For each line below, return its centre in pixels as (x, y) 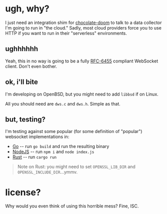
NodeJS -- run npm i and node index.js (53, 152)
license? (23, 192)
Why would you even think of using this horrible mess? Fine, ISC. (72, 206)
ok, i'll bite (22, 82)
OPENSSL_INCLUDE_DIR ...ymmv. (47, 172)
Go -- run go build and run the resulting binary (61, 146)
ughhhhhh (22, 49)
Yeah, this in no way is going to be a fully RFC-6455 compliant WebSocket (82, 61)
